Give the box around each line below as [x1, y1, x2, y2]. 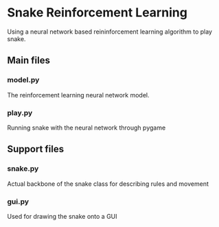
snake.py [7, 164, 39, 174]
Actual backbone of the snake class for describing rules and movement [7, 180, 209, 188]
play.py [7, 108, 33, 117]
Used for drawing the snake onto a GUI [7, 212, 118, 220]
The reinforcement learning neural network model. [7, 91, 150, 99]
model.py [7, 75, 40, 85]
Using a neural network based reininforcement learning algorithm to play [7, 27, 213, 36]
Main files [7, 55, 50, 67]
